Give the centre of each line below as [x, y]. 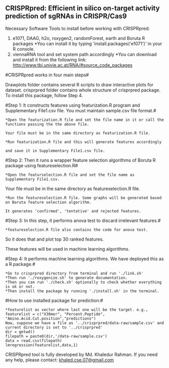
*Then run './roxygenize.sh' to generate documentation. [67, 278]
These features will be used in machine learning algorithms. [68, 249]
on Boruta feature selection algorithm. [49, 202]
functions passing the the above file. [47, 124]
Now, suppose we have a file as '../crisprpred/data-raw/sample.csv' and [85, 323]
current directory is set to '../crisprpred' [54, 327]
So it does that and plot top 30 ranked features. [55, 239]
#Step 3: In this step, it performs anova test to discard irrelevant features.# [83, 220]
